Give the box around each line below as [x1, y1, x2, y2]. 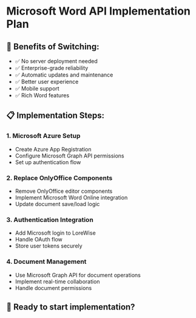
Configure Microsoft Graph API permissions [15, 152, 124, 159]
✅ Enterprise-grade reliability [15, 64, 89, 71]
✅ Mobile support [15, 85, 59, 92]
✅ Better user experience [15, 78, 79, 85]
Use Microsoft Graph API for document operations [15, 271, 141, 278]
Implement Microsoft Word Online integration [15, 193, 128, 201]
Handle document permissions [15, 284, 92, 291]
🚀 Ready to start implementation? [6, 302, 135, 312]
